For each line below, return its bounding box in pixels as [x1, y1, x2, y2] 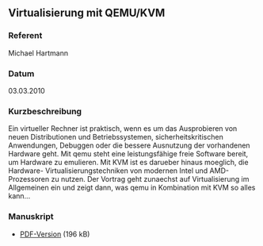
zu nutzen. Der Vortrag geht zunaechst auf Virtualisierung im [51, 175, 250, 184]
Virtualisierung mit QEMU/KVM [8, 6, 166, 20]
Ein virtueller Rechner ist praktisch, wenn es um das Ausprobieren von [8, 124, 238, 133]
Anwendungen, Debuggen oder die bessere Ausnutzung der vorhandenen [8, 140, 251, 150]
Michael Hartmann [8, 48, 69, 58]
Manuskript [8, 211, 54, 222]
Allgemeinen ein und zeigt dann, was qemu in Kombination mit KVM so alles [8, 183, 256, 193]
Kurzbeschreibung [8, 106, 82, 117]
